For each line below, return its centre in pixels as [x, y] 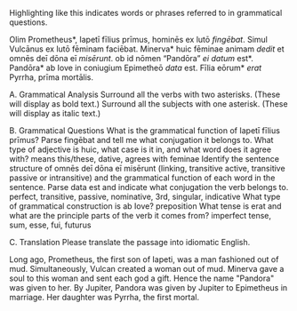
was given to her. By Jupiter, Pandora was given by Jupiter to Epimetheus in [148, 287]
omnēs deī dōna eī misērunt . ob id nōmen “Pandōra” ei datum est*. [131, 58]
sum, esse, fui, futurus [50, 225]
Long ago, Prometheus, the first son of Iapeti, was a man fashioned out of [144, 259]
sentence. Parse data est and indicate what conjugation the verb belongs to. [149, 187]
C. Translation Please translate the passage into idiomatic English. [130, 242]
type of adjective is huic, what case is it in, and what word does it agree [140, 149]
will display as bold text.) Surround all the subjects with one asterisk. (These [148, 104]
